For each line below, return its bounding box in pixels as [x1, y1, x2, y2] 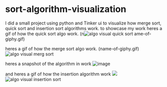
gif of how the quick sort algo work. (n [5, 30, 84, 36]
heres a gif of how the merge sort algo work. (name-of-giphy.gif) [5, 45, 139, 51]
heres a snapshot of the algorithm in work [5, 60, 92, 66]
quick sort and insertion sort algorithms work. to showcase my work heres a [5, 25, 162, 31]
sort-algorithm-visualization [5, 3, 126, 15]
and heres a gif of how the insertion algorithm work [5, 71, 111, 77]
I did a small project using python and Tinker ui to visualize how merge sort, [5, 20, 161, 26]
